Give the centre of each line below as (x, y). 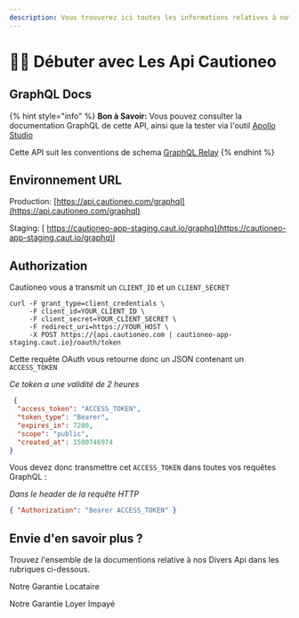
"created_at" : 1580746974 (65, 442)
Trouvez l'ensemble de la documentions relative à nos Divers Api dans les (144, 560)
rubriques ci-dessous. (50, 569)
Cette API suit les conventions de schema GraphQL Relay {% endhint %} (142, 152)
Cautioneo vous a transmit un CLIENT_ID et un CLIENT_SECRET (119, 287)
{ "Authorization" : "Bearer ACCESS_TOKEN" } (93, 511)
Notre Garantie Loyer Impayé (62, 604)
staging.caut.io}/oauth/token (65, 343)
